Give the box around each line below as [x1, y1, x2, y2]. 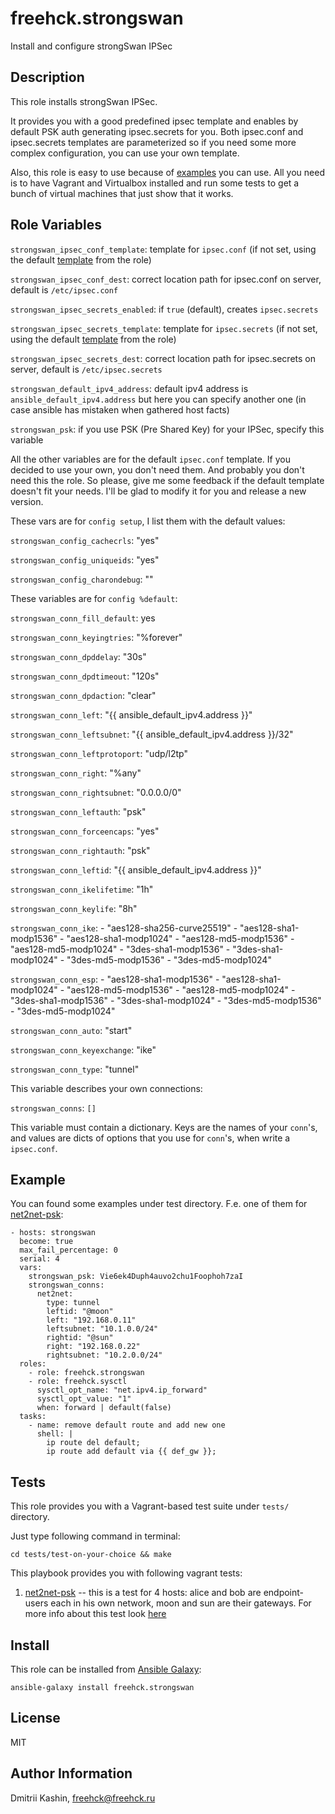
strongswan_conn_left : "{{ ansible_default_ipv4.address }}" [10, 708, 253, 721]
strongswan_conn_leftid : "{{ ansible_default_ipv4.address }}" [10, 863, 262, 876]
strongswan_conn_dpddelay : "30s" [10, 650, 147, 662]
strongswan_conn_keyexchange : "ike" [10, 1043, 157, 1056]
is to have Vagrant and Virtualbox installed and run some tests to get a [10, 177, 300, 189]
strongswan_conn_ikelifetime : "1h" [10, 883, 154, 895]
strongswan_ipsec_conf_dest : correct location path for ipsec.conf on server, [10, 273, 322, 285]
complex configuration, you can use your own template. [10, 147, 240, 159]
